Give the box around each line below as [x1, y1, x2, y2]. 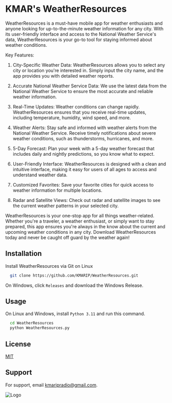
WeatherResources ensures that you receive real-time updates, [12, 109, 147, 115]
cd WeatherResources [10, 321, 54, 326]
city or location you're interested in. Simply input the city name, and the [12, 67, 164, 74]
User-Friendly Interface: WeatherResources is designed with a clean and [12, 160, 166, 167]
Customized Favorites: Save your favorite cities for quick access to [12, 181, 154, 188]
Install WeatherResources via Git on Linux [5, 263, 93, 269]
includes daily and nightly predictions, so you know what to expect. [12, 151, 155, 157]
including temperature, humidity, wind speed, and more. [12, 114, 131, 121]
